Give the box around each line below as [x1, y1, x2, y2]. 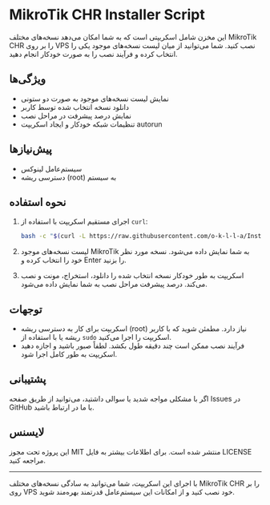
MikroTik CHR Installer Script [9, 6, 205, 24]
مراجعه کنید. [9, 455, 46, 465]
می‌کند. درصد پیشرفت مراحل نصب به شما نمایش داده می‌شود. [20, 279, 208, 289]
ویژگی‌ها [9, 72, 46, 86]
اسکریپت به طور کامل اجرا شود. [20, 349, 118, 359]
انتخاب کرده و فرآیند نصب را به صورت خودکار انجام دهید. [9, 49, 179, 59]
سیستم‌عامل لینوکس [20, 164, 83, 173]
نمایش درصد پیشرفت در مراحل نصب [20, 111, 131, 120]
